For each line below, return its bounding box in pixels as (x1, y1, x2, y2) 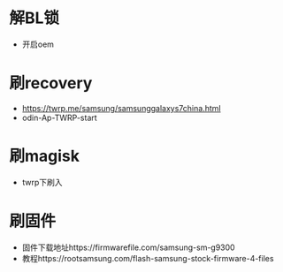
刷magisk (9, 147, 80, 166)
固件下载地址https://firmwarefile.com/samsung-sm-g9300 (21, 242, 236, 253)
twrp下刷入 (21, 177, 64, 187)
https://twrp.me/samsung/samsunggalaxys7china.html (21, 102, 221, 113)
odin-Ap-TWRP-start (21, 112, 97, 123)
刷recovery (9, 73, 93, 94)
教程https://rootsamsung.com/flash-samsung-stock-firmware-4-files (21, 253, 274, 263)
